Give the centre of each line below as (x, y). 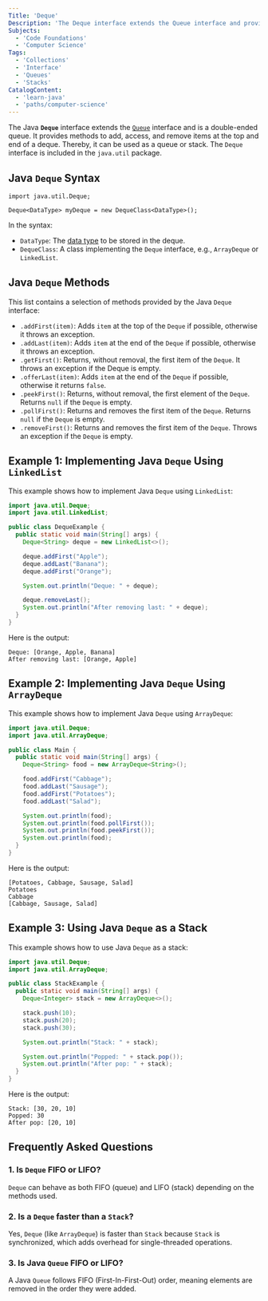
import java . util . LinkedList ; (59, 513)
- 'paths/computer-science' (62, 105)
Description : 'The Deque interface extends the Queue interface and (124, 23)
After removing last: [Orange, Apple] (73, 659)
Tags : (17, 53)
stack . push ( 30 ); (50, 1028)
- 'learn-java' (41, 97)
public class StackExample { (57, 984)
